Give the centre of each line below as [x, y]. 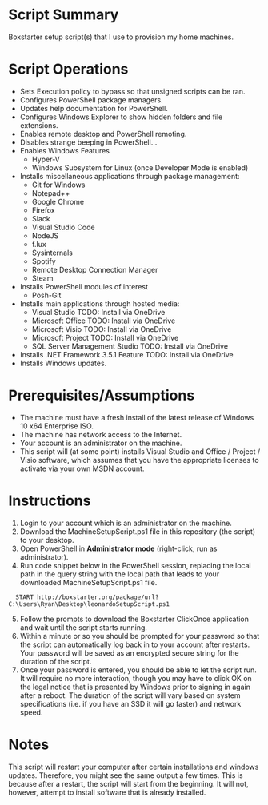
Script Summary [64, 15]
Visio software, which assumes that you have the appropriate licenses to [139, 460]
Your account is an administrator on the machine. [101, 443]
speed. [31, 712]
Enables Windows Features [65, 150]
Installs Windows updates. [63, 363]
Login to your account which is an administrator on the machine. [126, 523]
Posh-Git [46, 295]
